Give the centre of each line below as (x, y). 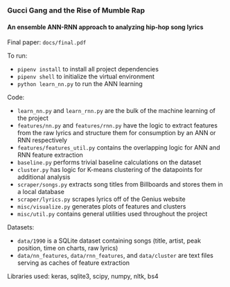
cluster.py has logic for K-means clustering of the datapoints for (110, 170)
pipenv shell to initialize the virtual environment (86, 77)
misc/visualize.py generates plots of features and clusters (101, 207)
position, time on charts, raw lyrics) (68, 248)
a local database (41, 192)
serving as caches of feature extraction (73, 263)
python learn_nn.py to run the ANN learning (80, 84)
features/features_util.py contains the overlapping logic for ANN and (118, 148)
